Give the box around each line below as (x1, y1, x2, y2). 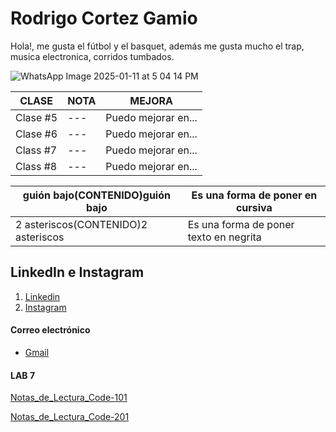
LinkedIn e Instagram (10, 264, 145, 281)
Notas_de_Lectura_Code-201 (10, 411, 130, 423)
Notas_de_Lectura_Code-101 (10, 392, 128, 404)
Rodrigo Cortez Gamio (10, 7, 198, 30)
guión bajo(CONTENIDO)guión (22, 188, 171, 202)
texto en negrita (187, 230, 262, 244)
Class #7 (15, 143, 58, 157)
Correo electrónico (10, 324, 91, 336)
